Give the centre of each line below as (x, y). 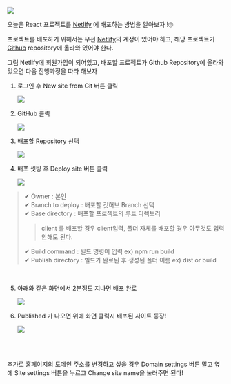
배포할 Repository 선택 (48, 141)
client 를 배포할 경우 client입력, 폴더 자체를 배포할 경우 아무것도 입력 (133, 228)
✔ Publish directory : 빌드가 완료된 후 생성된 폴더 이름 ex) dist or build (120, 260)
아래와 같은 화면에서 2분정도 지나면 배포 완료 (77, 288)
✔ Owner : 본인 (45, 196)
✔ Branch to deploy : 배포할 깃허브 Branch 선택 (89, 205)
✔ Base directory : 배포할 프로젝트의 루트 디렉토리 (92, 213)
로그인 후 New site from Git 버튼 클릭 (68, 86)
